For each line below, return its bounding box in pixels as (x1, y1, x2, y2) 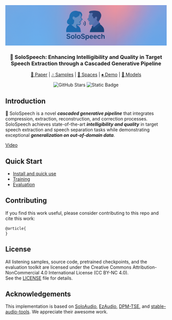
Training (12, 176, 31, 182)
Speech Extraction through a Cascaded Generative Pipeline (10, 59, 161, 67)
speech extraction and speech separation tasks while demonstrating (5, 127, 150, 133)
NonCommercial (5, 269, 40, 275)
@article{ (5, 226, 27, 231)
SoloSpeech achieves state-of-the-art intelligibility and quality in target (5, 121, 158, 128)
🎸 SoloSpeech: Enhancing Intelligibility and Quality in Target (10, 53, 162, 61)
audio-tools (5, 309, 30, 315)
